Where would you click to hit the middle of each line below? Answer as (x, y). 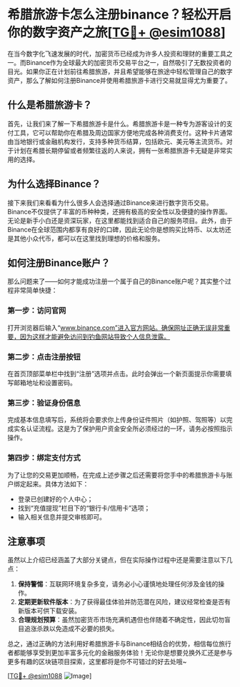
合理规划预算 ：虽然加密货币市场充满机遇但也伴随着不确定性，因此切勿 (121, 620)
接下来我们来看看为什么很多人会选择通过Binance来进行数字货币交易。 (110, 202)
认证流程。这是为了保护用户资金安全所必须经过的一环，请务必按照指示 (129, 428)
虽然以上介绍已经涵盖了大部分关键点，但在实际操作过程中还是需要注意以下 (117, 560)
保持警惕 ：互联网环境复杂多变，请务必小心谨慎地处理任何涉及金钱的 (118, 584)
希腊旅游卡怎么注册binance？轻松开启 (120, 15)
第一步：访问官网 (37, 311)
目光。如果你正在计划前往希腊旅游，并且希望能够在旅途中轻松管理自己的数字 (120, 71)
